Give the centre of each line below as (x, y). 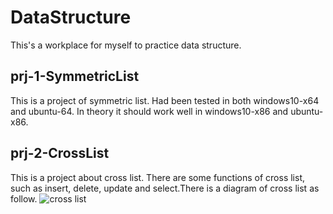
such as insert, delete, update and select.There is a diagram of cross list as (165, 188)
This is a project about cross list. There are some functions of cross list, (158, 177)
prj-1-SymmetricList (75, 76)
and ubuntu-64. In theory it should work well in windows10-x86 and (149, 111)
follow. (24, 198)
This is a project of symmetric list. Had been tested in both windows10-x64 (165, 100)
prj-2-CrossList (60, 153)
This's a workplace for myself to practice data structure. (126, 45)
